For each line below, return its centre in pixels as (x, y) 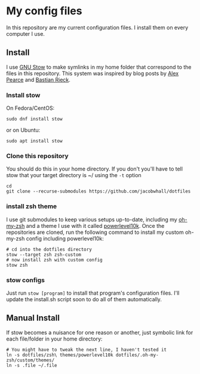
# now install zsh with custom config (54, 260)
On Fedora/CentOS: (30, 108)
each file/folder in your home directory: (54, 339)
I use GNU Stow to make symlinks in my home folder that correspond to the (99, 67)
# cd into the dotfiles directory (49, 249)
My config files (44, 11)
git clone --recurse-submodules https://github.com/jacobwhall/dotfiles (99, 191)
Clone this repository (37, 156)
